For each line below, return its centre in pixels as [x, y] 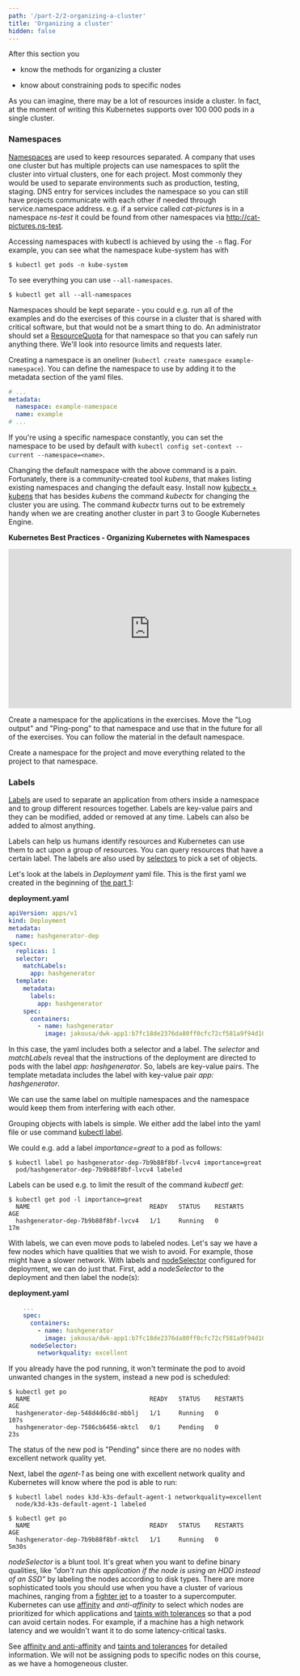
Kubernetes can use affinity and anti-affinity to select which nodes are [126, 1605]
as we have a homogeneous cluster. [68, 1664]
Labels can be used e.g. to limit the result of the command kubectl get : [126, 1185]
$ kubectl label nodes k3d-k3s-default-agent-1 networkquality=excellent [135, 1497]
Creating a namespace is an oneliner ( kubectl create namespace [115, 359]
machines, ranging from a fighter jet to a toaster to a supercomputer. [123, 1597]
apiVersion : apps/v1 [43, 913]
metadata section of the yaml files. [66, 376]
